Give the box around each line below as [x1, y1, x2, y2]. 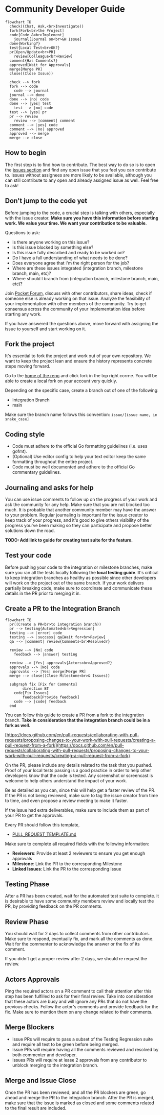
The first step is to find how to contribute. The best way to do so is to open [5, 162, 155, 168]
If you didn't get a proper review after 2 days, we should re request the [5, 956, 147, 962]
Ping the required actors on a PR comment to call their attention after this [5, 988, 152, 994]
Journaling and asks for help [5, 484, 94, 492]
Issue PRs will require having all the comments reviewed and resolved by [12, 1046, 159, 1052]
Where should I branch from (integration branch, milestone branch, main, [12, 275, 159, 281]
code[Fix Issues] [14, 690, 49, 695]
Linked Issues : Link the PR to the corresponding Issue [12, 866, 122, 872]
